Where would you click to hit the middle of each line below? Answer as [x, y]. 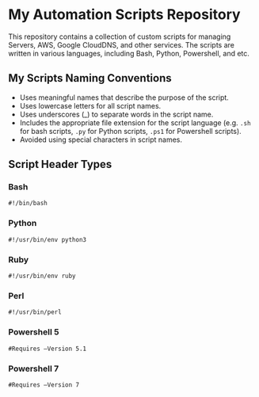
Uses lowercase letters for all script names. [90, 105]
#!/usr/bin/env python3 [48, 239]
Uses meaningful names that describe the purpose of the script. [124, 97]
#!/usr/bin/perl [35, 312]
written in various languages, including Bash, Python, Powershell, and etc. [129, 53]
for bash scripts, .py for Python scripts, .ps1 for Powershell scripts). [130, 131]
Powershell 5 [34, 332]
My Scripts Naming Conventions [90, 78]
